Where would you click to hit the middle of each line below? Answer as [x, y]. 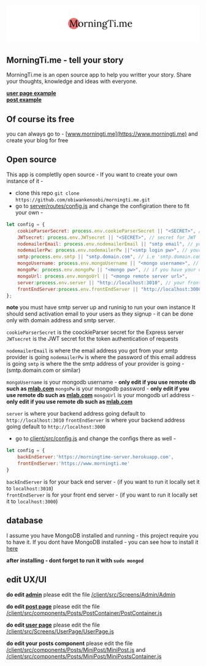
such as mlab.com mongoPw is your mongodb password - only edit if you [98, 389]
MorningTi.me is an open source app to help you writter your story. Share [99, 75]
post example [24, 100]
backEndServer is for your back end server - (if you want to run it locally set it [103, 482]
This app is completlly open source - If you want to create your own [92, 174]
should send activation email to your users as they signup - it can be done [100, 314]
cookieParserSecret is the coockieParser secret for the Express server [95, 332]
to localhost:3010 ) [30, 488]
